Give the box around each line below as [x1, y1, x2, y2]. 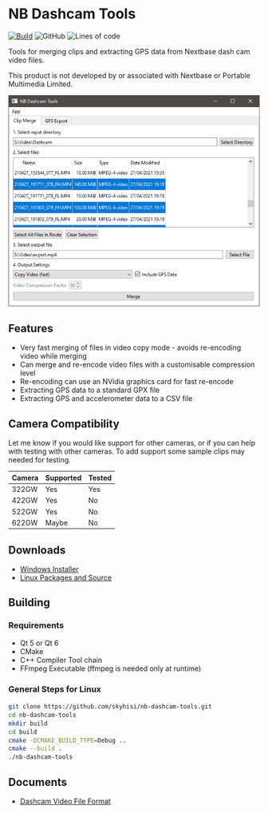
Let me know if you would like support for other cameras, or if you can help [8, 438, 256, 448]
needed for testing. [8, 455, 72, 465]
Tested [88, 473, 112, 482]
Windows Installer [19, 565, 79, 574]
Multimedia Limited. [8, 79, 73, 89]
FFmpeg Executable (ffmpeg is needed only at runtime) [19, 664, 202, 673]
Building [8, 596, 50, 609]
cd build [8, 728, 37, 736]
